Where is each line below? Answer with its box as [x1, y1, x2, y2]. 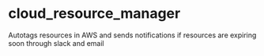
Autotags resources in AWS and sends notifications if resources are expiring [8, 30, 257, 40]
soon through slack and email [8, 38, 104, 47]
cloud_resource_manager [8, 5, 181, 23]
